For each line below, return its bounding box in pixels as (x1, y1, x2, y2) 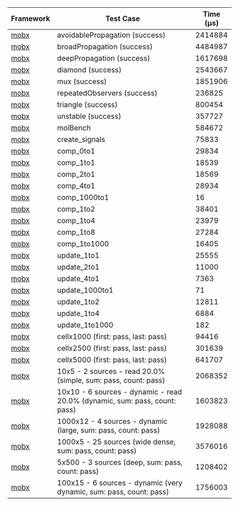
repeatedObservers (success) (56, 88, 158, 98)
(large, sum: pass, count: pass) (56, 425, 160, 435)
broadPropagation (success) (56, 42, 153, 51)
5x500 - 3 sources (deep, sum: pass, (56, 457, 183, 467)
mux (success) (56, 76, 107, 86)
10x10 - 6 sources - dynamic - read (56, 387, 183, 397)
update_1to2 (56, 297, 100, 306)
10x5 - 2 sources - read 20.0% (56, 367, 165, 376)
